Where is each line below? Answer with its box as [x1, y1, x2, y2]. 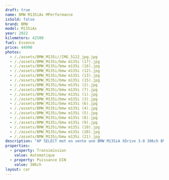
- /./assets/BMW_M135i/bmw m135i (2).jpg [10, 82, 98, 87]
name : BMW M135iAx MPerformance [5, 12, 73, 17]
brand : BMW [5, 21, 28, 27]
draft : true [5, 7, 30, 13]
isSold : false [5, 17, 35, 22]
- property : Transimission [10, 148, 66, 153]
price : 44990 [5, 45, 33, 50]
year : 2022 [5, 31, 28, 36]
